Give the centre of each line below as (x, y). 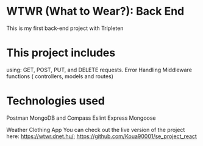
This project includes (61, 53)
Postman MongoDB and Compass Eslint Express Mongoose (81, 118)
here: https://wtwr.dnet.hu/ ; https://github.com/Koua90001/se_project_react (101, 136)
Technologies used (56, 101)
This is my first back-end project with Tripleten (65, 28)
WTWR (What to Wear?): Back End (95, 11)
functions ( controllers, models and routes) (60, 76)
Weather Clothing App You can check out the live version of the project (96, 130)
